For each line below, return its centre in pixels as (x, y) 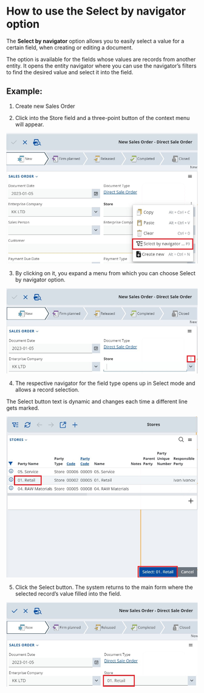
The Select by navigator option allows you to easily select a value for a (95, 41)
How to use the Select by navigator (96, 11)
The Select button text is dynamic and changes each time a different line (97, 401)
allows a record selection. (47, 389)
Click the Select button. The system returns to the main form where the (104, 587)
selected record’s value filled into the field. (68, 594)
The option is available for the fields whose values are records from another (101, 59)
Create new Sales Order (45, 106)
